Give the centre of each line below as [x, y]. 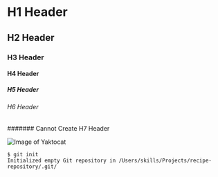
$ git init [23, 154]
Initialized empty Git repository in [62, 160]
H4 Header [23, 74]
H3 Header [26, 57]
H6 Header [23, 107]
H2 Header [31, 38]
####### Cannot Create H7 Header [58, 128]
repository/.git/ [32, 167]
